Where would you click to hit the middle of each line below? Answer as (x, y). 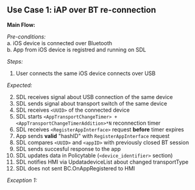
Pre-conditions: (27, 37)
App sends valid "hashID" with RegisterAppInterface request (93, 136)
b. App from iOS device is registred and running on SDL (77, 49)
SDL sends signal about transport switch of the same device (91, 103)
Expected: (19, 85)
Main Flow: (21, 24)
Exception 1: (22, 180)
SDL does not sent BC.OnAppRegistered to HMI (75, 168)
